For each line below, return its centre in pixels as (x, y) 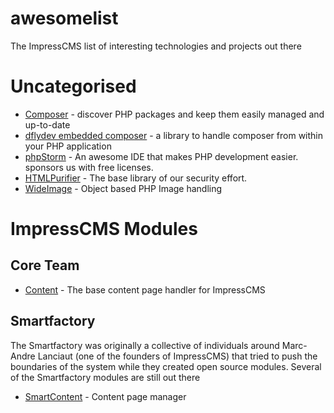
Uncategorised (73, 86)
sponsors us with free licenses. (89, 167)
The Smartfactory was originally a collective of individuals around (145, 345)
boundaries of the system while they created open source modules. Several (166, 366)
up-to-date (47, 124)
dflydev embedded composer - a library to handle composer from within (174, 135)
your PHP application (68, 146)
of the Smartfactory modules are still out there (105, 377)
